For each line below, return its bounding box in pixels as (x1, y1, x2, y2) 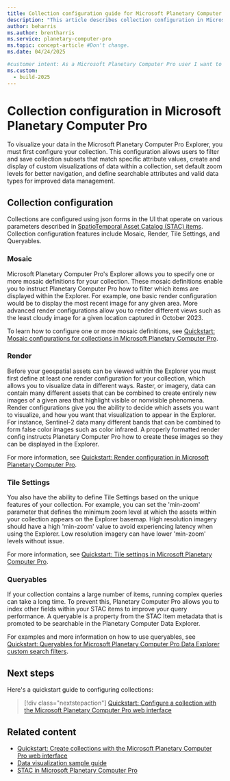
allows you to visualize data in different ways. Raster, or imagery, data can (7, 381, 216, 389)
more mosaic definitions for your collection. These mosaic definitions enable (7, 277, 223, 285)
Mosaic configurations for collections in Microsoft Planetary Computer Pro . (7, 334, 218, 342)
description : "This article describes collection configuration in (7, 16, 204, 23)
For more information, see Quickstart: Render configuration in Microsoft (7, 453, 209, 461)
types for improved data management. (7, 177, 116, 185)
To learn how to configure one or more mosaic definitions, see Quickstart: (7, 327, 216, 335)
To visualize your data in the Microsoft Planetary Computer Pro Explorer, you (7, 140, 223, 148)
